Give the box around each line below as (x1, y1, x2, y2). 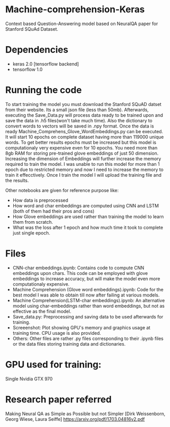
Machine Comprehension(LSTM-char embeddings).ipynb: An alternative (12, 297, 165, 303)
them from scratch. (12, 219, 54, 225)
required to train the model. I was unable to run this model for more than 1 (5, 161, 160, 167)
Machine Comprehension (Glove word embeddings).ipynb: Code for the (12, 286, 164, 292)
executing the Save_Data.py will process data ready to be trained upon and (5, 112, 163, 118)
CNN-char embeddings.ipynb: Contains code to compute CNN (12, 265, 144, 271)
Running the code (5, 84, 82, 96)
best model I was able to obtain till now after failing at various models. (12, 292, 160, 298)
